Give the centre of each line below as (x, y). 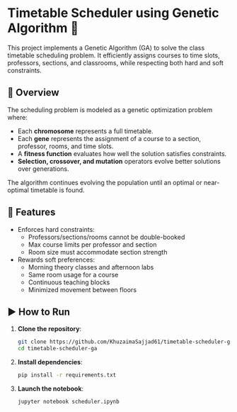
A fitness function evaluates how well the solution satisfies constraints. (122, 153)
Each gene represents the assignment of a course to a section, (109, 138)
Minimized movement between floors (82, 289)
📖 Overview (33, 93)
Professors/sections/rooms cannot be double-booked (106, 237)
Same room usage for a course (73, 274)
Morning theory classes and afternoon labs (91, 267)
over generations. (43, 169)
